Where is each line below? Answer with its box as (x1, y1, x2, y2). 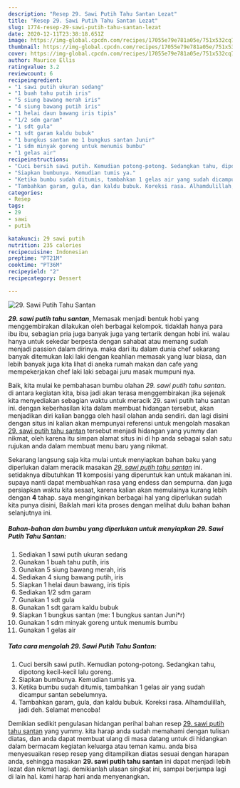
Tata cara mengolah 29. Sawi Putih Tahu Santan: (8, 642, 157, 651)
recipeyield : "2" (8, 268, 60, 275)
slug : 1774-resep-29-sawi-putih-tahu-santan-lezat (8, 23, 162, 31)
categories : (8, 189, 43, 196)
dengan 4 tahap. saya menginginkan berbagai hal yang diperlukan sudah (8, 493, 223, 502)
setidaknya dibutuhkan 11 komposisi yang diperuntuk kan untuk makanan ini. (8, 471, 232, 479)
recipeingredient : (8, 76, 63, 84)
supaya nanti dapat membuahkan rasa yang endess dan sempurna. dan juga (8, 478, 233, 486)
